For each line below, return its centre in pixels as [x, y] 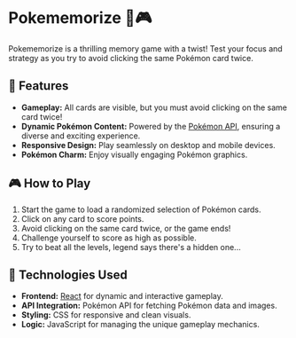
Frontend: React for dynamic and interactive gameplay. [122, 296]
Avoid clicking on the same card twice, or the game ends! [126, 228]
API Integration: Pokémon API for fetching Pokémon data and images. [149, 306]
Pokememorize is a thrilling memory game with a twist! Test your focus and [145, 48]
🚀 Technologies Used [68, 275]
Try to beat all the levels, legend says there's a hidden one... [131, 247]
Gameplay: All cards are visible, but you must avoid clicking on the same [154, 107]
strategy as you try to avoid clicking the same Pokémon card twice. [131, 58]
